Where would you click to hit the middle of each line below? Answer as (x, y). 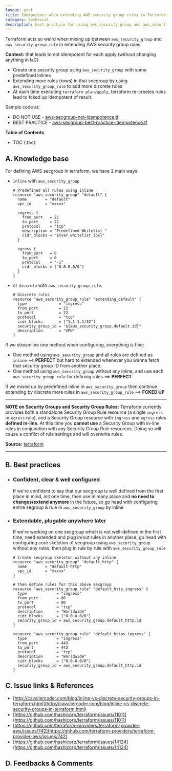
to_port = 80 (42, 603)
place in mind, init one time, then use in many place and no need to (83, 496)
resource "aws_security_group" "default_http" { (66, 562)
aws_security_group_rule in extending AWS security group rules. (73, 45)
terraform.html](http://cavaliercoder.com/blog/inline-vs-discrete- (81, 703)
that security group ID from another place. (57, 366)
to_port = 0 (39, 258)
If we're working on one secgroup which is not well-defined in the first (87, 532)
